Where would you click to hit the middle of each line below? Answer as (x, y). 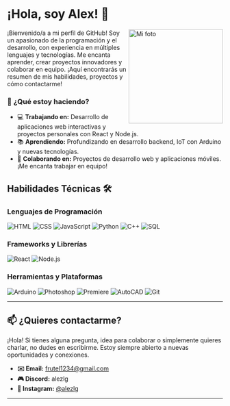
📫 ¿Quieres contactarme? (64, 320)
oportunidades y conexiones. (48, 355)
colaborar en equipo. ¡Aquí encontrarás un (67, 69)
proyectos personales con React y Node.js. (78, 134)
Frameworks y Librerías (47, 244)
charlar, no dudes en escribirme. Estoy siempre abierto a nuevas (98, 348)
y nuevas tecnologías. (48, 152)
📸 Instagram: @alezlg (48, 389)
